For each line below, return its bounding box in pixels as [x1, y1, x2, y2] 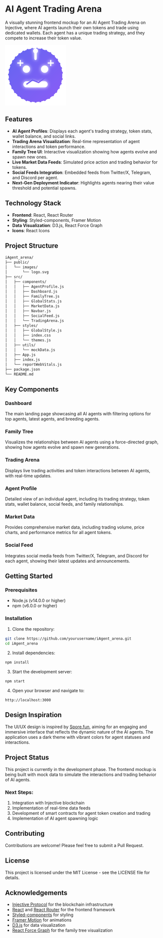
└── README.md [5, 372, 34, 377]
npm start [5, 679, 25, 684]
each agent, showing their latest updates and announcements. [5, 558, 130, 564]
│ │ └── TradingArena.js [5, 318, 64, 323]
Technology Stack [5, 199, 61, 207]
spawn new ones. [12, 154, 48, 160]
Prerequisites [5, 587, 37, 593]
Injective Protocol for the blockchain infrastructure [12, 901, 113, 907]
